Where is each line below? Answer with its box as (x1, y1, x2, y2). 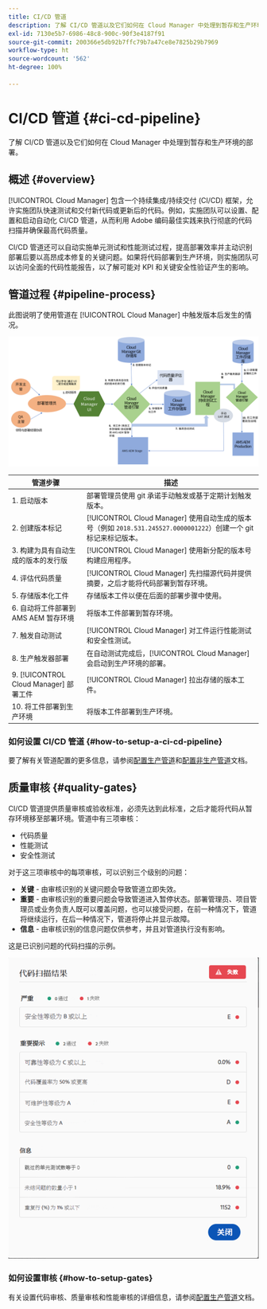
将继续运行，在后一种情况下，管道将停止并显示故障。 (19, 914, 195, 924)
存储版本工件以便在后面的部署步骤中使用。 (86, 590, 226, 600)
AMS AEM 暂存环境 (11, 613, 75, 623)
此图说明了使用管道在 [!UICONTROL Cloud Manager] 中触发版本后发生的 (8, 311, 245, 320)
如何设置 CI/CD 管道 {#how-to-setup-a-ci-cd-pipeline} (8, 736, 222, 747)
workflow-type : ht (8, 46, 69, 55)
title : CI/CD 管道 (8, 13, 67, 21)
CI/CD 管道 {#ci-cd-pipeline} (8, 109, 201, 127)
